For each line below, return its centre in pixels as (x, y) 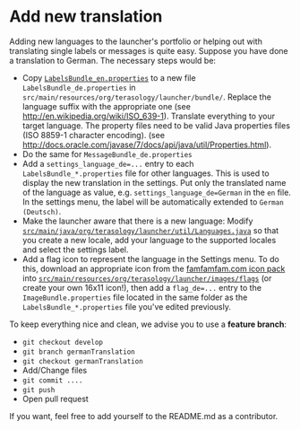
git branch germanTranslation (79, 352)
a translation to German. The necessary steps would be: (113, 60)
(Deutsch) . (42, 211)
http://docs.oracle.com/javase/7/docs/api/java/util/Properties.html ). (146, 145)
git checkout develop (62, 342)
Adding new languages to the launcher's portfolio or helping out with (136, 41)
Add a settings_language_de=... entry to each (108, 163)
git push (39, 390)
